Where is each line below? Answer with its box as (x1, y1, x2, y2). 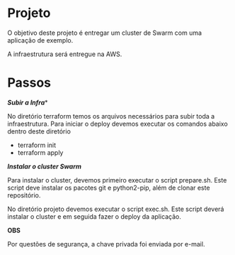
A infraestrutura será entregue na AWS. (7, 50, 122, 58)
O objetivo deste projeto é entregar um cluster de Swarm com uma (7, 28, 202, 37)
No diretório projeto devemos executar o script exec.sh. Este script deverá (7, 205, 224, 213)
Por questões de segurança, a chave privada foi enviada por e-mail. (7, 239, 205, 248)
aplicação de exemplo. (7, 36, 74, 44)
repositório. (7, 190, 41, 200)
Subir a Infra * (7, 98, 48, 107)
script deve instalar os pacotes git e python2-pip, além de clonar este (7, 183, 210, 192)
